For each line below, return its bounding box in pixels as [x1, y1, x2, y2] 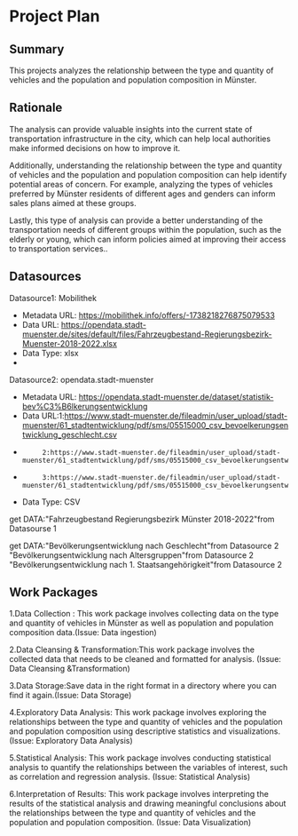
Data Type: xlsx [21, 347, 80, 358]
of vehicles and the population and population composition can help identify [9, 169, 287, 179]
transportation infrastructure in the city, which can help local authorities [9, 133, 271, 144]
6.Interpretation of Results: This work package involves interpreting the [9, 789, 269, 800]
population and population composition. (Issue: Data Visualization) [9, 817, 252, 828]
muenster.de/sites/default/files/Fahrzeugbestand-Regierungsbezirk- [21, 329, 272, 339]
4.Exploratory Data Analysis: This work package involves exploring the [9, 707, 267, 718]
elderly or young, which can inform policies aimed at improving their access [9, 234, 286, 244]
